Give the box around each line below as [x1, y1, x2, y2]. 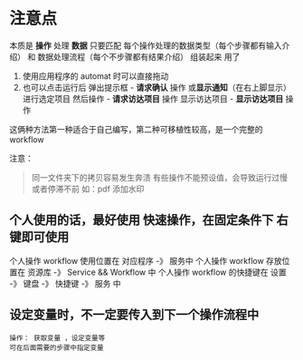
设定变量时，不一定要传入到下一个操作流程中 [9, 307, 260, 323]
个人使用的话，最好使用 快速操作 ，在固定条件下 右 [9, 212, 289, 228]
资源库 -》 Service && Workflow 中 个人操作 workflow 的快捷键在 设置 [26, 267, 287, 277]
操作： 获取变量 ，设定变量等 [9, 333, 106, 343]
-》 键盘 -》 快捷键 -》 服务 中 [9, 277, 121, 288]
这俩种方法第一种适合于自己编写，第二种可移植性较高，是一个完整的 [9, 123, 263, 134]
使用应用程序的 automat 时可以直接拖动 [22, 70, 169, 82]
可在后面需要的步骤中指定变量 [9, 343, 104, 352]
